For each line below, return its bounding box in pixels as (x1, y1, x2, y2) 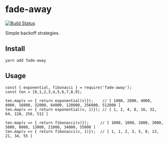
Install (5, 44, 25, 53)
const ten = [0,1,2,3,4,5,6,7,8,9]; (5, 89, 82, 94)
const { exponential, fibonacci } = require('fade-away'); (5, 85, 132, 90)
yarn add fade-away (5, 58, 46, 63)
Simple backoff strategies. (5, 30, 60, 36)
